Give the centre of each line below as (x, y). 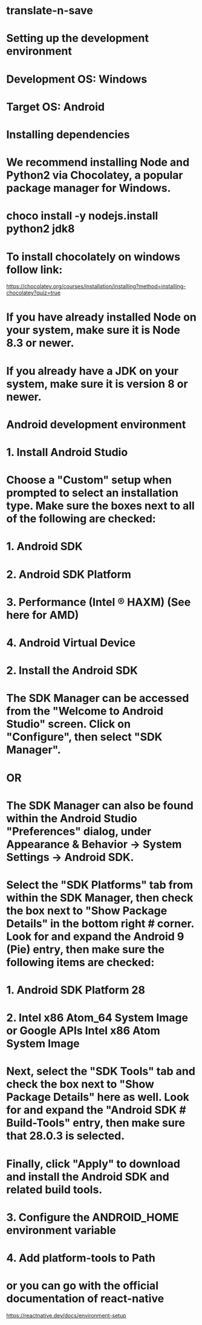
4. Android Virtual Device (71, 643)
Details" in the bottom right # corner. (100, 923)
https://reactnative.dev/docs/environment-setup (66, 1315)
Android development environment (96, 424)
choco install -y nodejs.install (82, 216)
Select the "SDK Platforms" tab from (100, 885)
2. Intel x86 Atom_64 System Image (97, 1018)
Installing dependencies (68, 135)
